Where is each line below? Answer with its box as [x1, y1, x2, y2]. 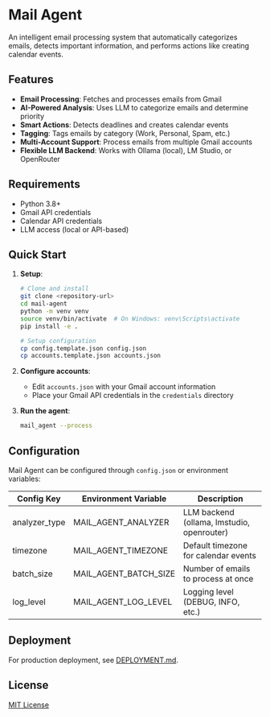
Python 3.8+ [19, 199, 62, 209]
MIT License [8, 699, 50, 710]
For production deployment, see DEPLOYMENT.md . [8, 655, 179, 665]
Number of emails [182, 562, 251, 574]
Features [8, 73, 54, 86]
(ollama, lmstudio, [182, 516, 251, 528]
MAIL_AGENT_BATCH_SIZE [73, 568, 175, 579]
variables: [8, 474, 41, 483]
